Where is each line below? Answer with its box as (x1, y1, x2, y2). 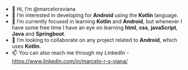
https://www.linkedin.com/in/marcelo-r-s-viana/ (11, 58, 128, 64)
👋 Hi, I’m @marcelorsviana (11, 6, 76, 12)
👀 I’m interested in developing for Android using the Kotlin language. (11, 12, 179, 19)
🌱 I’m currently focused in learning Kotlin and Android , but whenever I (11, 18, 182, 24)
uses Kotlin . (11, 43, 41, 50)
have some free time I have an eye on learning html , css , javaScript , (11, 24, 178, 31)
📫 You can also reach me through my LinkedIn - (11, 50, 129, 56)
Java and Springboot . (11, 30, 66, 37)
